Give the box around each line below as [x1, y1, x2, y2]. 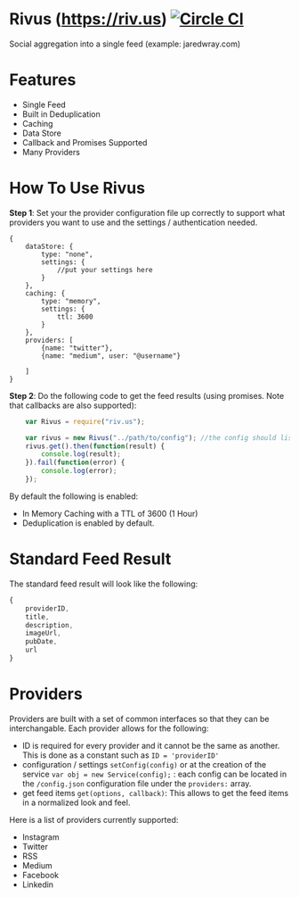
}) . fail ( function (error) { [25, 458, 125, 468]
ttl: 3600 [56, 312, 93, 321]
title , [25, 612, 50, 621]
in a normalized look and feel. [21, 797, 131, 808]
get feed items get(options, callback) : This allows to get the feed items [21, 787, 289, 798]
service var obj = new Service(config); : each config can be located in [21, 768, 287, 779]
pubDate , [25, 637, 58, 646]
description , [25, 620, 74, 629]
